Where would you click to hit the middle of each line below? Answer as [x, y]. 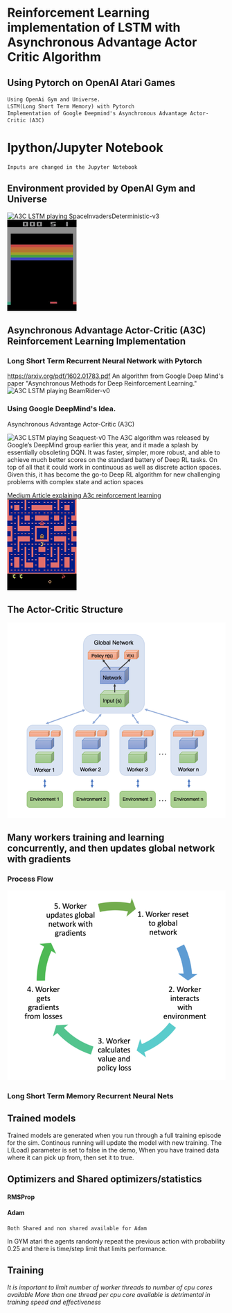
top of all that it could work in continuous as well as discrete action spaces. [114, 467]
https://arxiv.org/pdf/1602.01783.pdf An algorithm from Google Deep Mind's [115, 376]
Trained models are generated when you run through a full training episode [114, 1135]
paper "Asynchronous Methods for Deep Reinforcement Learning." [102, 383]
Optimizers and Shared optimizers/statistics [105, 1179]
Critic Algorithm [54, 57]
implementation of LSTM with [94, 27]
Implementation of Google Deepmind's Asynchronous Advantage [97, 113]
